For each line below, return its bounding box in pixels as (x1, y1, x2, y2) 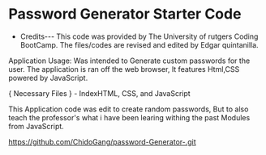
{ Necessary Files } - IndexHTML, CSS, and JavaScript (8, 88, 191, 98)
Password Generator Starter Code (8, 5, 242, 23)
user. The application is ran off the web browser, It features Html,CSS (8, 64, 240, 73)
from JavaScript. (8, 121, 65, 131)
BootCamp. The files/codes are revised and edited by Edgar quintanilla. (19, 40, 259, 49)
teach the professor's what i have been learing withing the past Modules (8, 112, 251, 122)
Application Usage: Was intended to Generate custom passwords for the (8, 56, 251, 65)
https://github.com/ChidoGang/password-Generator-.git (8, 136, 196, 146)
